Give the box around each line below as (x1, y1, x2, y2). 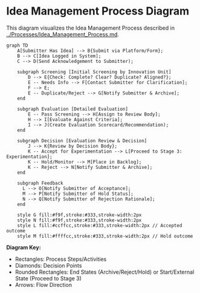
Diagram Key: (6, 243, 41, 251)
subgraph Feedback (17, 180, 63, 186)
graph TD (6, 42, 28, 48)
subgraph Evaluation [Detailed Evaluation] (17, 106, 129, 112)
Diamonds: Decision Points (15, 262, 82, 269)
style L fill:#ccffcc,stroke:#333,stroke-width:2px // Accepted (17, 222, 182, 228)
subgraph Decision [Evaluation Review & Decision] (17, 137, 147, 143)
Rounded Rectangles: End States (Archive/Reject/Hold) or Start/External (15, 268, 195, 275)
